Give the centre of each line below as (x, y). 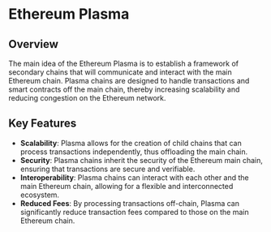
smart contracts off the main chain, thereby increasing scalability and (124, 89)
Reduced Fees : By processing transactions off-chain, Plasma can (129, 203)
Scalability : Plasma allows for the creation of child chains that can (131, 143)
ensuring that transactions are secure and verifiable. (108, 169)
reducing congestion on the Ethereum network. (87, 98)
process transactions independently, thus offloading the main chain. (134, 152)
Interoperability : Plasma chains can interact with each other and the (134, 177)
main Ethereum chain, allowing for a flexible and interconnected (127, 186)
